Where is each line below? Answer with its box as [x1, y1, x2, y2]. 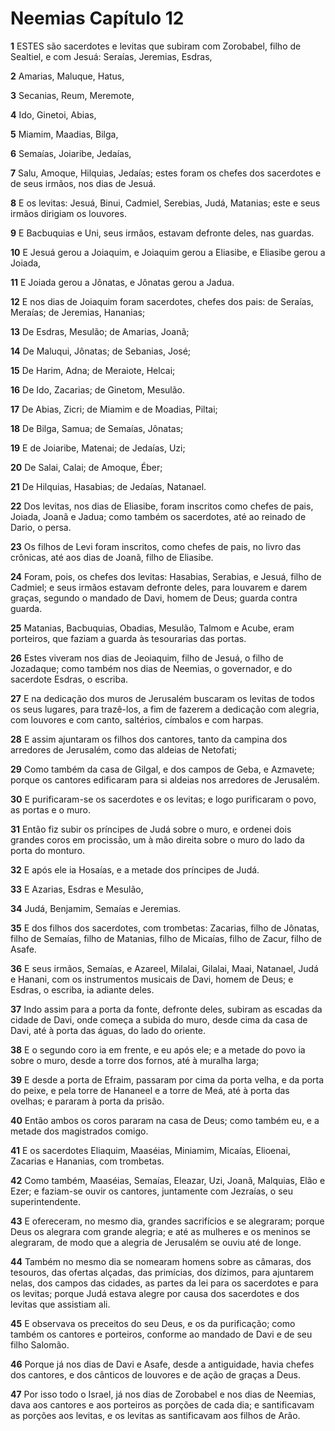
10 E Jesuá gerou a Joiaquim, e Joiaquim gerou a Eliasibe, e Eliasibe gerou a [10, 246, 326, 258]
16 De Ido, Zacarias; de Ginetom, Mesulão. [10, 383, 186, 396]
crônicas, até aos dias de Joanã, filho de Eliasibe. [10, 551, 214, 563]
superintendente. [10, 1195, 81, 1207]
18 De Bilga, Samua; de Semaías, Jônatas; [10, 422, 184, 434]
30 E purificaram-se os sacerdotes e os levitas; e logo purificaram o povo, [10, 793, 317, 805]
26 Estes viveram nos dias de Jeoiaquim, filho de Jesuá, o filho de [10, 652, 284, 664]
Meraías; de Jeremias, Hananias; [10, 306, 146, 318]
